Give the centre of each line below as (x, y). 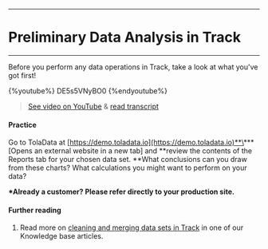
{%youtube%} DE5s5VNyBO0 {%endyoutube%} (88, 91)
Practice (23, 125)
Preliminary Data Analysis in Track (125, 38)
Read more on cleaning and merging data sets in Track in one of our (132, 227)
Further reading (35, 210)
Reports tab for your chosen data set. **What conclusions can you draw (128, 160)
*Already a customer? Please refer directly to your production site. (122, 192)
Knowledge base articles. (61, 236)
